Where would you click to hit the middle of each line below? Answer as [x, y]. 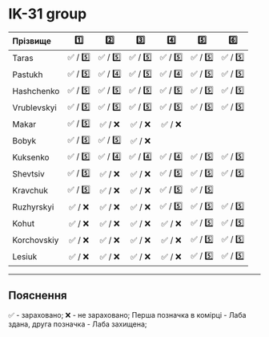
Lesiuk [25, 257]
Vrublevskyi [35, 108]
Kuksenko [31, 157]
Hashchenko [36, 91]
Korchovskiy [36, 240]
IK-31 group [48, 14]
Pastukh [28, 75]
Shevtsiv [29, 174]
